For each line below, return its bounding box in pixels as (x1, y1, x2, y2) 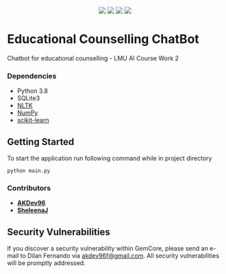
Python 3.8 (16, 87, 48, 95)
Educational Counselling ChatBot (7, 32, 200, 47)
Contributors (7, 183, 51, 192)
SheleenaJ (16, 206, 49, 214)
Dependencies (7, 71, 57, 80)
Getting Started (7, 136, 75, 148)
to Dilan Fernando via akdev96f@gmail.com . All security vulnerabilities (20, 251, 220, 260)
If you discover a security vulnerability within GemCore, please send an (7, 244, 209, 253)
